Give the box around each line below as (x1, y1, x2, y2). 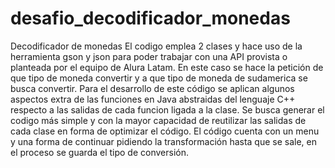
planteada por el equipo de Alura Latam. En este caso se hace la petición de (10, 61, 324, 73)
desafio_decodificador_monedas (10, 7, 291, 30)
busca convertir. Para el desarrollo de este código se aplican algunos (10, 82, 295, 94)
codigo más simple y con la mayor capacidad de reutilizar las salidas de (10, 114, 307, 126)
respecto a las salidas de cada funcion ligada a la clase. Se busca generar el (10, 103, 325, 116)
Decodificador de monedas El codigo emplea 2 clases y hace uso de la (10, 40, 303, 52)
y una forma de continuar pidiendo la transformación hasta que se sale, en (10, 135, 318, 147)
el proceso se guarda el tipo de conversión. (10, 146, 190, 158)
